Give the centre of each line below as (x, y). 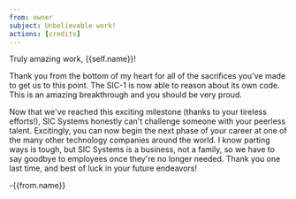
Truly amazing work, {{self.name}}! (73, 59)
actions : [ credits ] (45, 34)
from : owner (31, 17)
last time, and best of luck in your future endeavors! (103, 168)
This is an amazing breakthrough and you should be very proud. (126, 95)
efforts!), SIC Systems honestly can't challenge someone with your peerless (147, 121)
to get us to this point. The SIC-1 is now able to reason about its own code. (144, 86)
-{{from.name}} (38, 186)
